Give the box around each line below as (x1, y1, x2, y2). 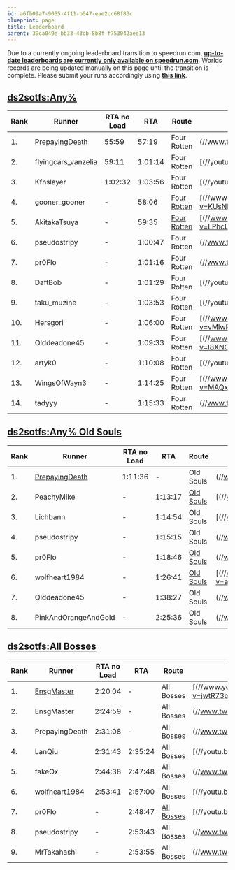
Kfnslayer (34, 177, 66, 187)
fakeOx (34, 767, 59, 776)
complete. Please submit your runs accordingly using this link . (7, 71, 187, 80)
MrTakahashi (34, 847, 77, 857)
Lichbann (34, 512, 66, 521)
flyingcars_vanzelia (34, 157, 98, 167)
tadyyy (34, 398, 58, 408)
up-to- (204, 49, 224, 57)
